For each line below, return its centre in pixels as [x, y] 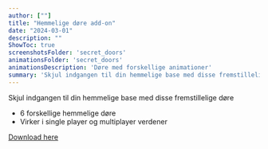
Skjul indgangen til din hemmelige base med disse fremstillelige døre [121, 97]
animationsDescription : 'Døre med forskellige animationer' [110, 68]
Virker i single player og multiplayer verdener [93, 121]
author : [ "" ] [30, 16]
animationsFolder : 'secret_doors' [66, 61]
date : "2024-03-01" [41, 30]
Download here [33, 137]
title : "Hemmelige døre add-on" [62, 23]
